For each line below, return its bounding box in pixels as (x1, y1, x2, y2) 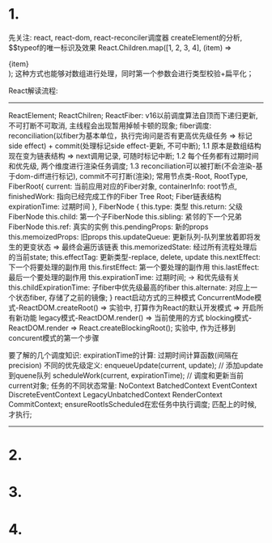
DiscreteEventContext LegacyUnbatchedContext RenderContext (8, 389, 223, 399)
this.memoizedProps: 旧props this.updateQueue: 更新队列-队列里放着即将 (8, 231, 254, 241)
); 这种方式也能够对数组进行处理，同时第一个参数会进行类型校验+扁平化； (8, 68, 254, 78)
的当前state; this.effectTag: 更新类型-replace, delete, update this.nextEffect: (8, 252, 261, 261)
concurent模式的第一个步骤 (8, 333, 100, 342)
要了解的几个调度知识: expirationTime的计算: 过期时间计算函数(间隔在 (8, 350, 239, 360)
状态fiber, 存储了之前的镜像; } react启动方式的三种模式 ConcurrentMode (15, 292, 255, 302)
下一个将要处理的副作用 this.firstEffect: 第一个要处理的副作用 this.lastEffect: (8, 262, 260, 272)
